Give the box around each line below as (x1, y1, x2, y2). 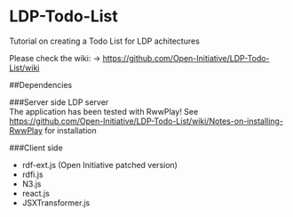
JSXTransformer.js (21, 197, 91, 208)
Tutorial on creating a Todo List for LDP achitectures (9, 36, 200, 46)
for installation (44, 125, 97, 135)
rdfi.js (21, 169, 44, 180)
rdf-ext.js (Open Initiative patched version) (21, 159, 178, 170)
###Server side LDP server (9, 96, 109, 108)
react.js (21, 188, 51, 198)
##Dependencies (9, 79, 73, 90)
